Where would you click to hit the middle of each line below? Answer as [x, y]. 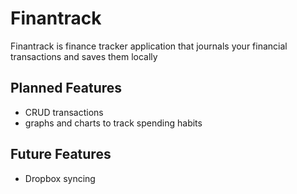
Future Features [61, 154]
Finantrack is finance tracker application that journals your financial [149, 46]
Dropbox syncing [60, 178]
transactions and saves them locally [84, 56]
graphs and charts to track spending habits [113, 123]
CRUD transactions [64, 112]
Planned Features [66, 88]
